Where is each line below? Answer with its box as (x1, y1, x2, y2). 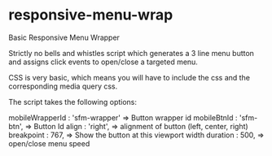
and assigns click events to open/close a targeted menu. (8, 57, 198, 67)
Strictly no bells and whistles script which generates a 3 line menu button (8, 48, 255, 58)
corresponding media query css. (8, 81, 118, 91)
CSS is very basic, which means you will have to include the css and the (8, 72, 251, 82)
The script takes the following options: (8, 97, 137, 106)
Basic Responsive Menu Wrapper (8, 32, 121, 42)
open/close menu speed (8, 138, 90, 148)
